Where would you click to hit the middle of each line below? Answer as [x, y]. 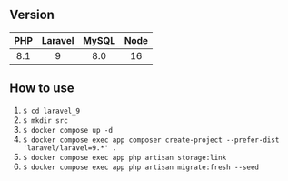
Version [32, 15]
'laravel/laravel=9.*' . [70, 148]
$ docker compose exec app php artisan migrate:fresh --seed [141, 167]
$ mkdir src [45, 121]
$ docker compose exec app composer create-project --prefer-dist [151, 140]
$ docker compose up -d [68, 130]
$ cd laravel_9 [51, 111]
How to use [42, 89]
